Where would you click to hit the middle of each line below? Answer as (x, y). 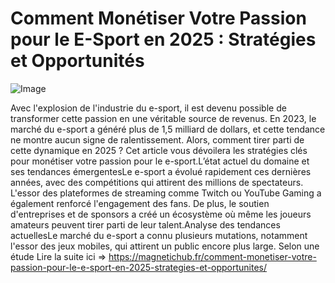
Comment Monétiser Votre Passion (158, 18)
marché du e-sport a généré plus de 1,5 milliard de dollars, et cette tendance (168, 129)
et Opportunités (77, 61)
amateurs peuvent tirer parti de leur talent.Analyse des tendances (145, 224)
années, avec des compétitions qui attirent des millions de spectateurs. (157, 182)
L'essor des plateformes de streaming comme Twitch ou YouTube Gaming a (166, 193)
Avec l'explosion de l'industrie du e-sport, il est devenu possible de (148, 108)
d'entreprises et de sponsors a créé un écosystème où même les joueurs (161, 214)
